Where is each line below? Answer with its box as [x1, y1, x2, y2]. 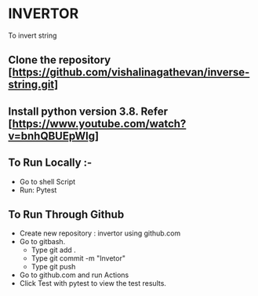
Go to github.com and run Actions [19, 270, 129, 280]
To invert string [8, 31, 57, 40]
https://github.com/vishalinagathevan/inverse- [12, 66, 250, 79]
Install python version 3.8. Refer [8, 104, 169, 118]
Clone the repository [8, 53, 111, 67]
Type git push [31, 262, 76, 272]
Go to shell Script [19, 177, 76, 186]
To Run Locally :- [8, 156, 93, 170]
